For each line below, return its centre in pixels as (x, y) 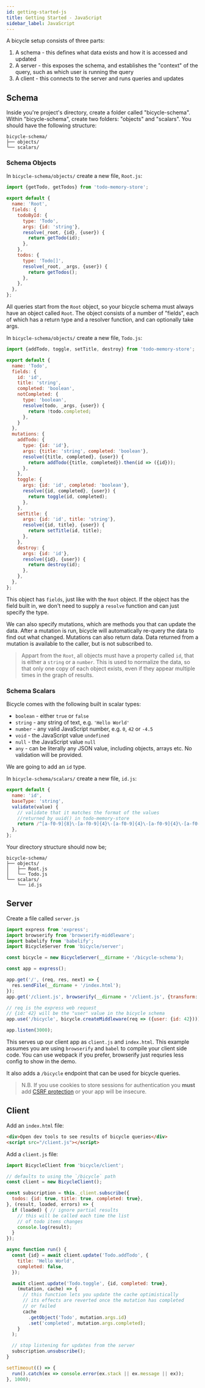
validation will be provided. (49, 755)
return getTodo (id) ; (54, 238)
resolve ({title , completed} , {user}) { (73, 457)
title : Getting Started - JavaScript (54, 18)
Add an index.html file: (35, 1125)
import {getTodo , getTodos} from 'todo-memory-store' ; (77, 187)
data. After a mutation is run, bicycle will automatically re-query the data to (100, 630)
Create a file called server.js (43, 918)
